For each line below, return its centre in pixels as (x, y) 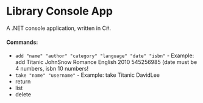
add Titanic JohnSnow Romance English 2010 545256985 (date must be (106, 62)
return (23, 82)
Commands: (22, 42)
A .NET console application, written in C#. (59, 28)
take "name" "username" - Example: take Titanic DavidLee (87, 75)
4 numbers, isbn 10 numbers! (52, 69)
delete (23, 94)
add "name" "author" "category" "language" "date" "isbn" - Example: (105, 55)
